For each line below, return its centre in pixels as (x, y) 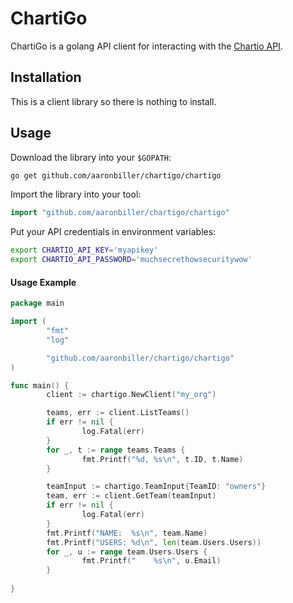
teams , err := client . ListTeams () (118, 413)
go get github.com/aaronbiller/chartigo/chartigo (116, 175)
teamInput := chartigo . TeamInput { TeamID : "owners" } (156, 487)
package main (37, 303)
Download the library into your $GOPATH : (91, 157)
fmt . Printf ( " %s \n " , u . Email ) (151, 561)
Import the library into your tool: (76, 194)
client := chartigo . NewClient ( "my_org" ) (131, 395)
